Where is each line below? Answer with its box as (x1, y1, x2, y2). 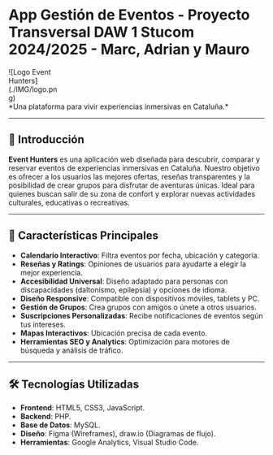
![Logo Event (8, 67, 51, 76)
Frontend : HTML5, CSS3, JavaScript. (19, 403, 145, 413)
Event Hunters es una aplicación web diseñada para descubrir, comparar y (8, 154, 260, 164)
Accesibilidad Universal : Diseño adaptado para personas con (19, 276, 228, 286)
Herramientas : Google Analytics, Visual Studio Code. (19, 437, 199, 448)
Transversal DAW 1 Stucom (8, 23, 195, 41)
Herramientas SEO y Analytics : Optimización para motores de (19, 336, 230, 346)
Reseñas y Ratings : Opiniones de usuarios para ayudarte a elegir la (19, 258, 246, 269)
